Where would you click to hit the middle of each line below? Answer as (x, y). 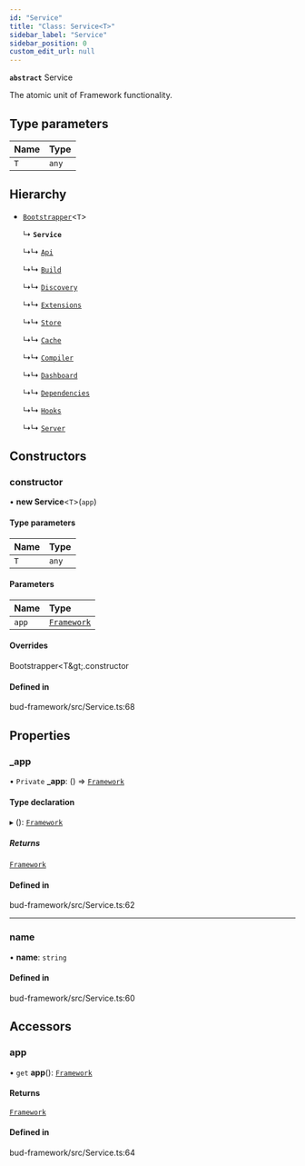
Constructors (48, 457)
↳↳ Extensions (52, 304)
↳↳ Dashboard (50, 374)
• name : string (38, 957)
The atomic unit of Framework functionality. (91, 95)
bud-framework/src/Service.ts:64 (73, 1152)
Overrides (29, 645)
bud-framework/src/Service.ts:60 (73, 998)
